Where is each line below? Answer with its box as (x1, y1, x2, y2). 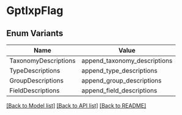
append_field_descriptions (81, 86, 158, 95)
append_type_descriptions (81, 67, 158, 75)
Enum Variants (6, 28, 64, 39)
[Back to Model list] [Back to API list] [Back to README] (6, 102, 147, 109)
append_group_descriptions (81, 76, 162, 84)
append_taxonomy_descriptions (81, 56, 173, 65)
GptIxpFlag (6, 4, 64, 18)
